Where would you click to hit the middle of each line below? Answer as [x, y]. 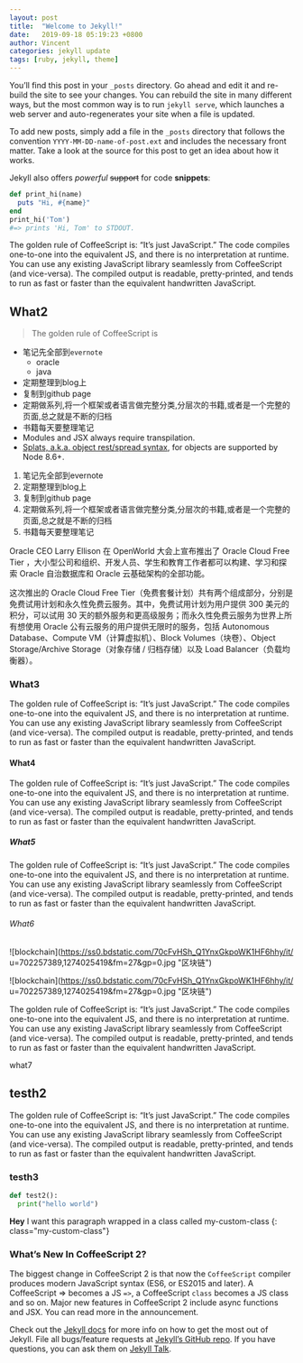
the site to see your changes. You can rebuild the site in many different [161, 95]
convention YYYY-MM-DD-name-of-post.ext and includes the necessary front [148, 141]
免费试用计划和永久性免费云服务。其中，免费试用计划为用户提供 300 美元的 [150, 604]
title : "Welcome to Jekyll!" [66, 26]
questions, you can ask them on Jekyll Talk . [91, 1349]
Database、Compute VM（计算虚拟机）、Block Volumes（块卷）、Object [142, 638]
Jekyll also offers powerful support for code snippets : [110, 178]
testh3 [24, 1176]
